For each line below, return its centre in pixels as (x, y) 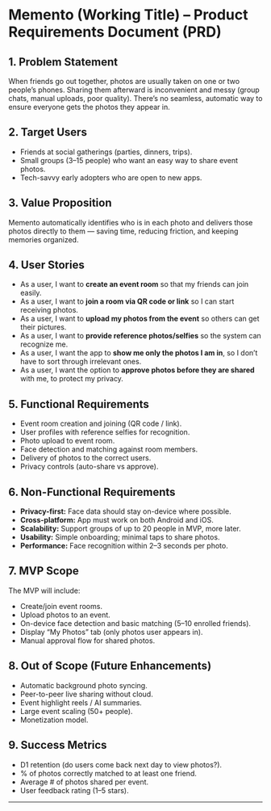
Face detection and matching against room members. (109, 449)
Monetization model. (54, 720)
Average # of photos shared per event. (84, 782)
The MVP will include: (44, 590)
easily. (31, 293)
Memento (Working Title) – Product (128, 15)
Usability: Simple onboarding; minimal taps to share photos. (120, 537)
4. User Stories (46, 265)
